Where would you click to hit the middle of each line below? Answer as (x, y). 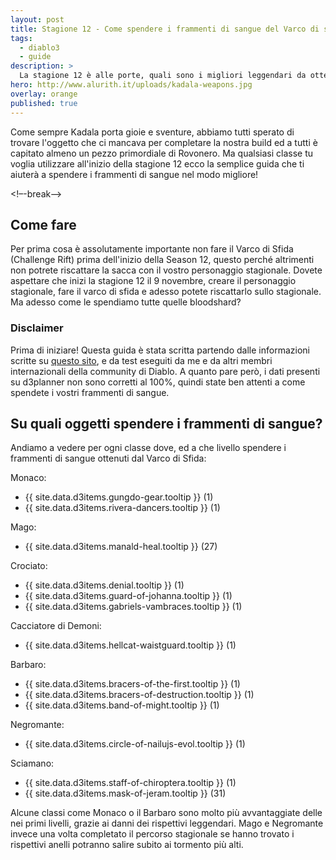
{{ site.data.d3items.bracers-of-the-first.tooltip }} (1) (132, 684)
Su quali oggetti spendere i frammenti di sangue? (166, 424)
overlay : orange (44, 94)
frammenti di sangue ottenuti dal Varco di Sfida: (108, 458)
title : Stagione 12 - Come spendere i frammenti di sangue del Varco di (165, 29)
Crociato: (29, 566)
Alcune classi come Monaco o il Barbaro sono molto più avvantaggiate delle (166, 813)
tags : (21, 38)
